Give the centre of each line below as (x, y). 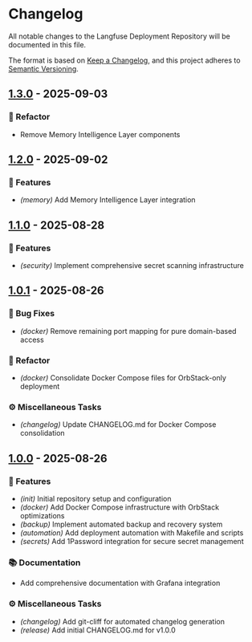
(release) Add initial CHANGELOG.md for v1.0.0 (98, 630)
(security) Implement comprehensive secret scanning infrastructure (132, 265)
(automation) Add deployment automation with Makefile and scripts (132, 532)
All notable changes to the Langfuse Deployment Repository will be (119, 36)
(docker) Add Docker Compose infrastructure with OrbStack (119, 507)
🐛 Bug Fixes (31, 314)
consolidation (43, 433)
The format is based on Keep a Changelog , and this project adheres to (124, 60)
